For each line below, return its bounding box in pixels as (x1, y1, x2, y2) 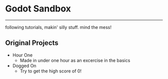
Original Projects (5, 38, 58, 47)
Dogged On (12, 62, 36, 68)
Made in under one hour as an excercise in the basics (19, 57, 130, 63)
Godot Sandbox (5, 3, 71, 14)
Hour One (12, 52, 33, 58)
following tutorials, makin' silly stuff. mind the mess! (5, 24, 111, 30)
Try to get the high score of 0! (19, 68, 81, 74)
